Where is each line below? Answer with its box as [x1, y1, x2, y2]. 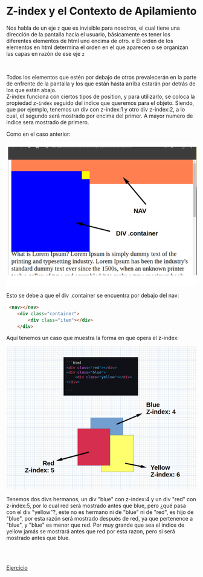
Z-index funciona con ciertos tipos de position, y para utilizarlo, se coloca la [6, 93, 195, 100]
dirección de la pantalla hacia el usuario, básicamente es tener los [6, 30, 171, 38]
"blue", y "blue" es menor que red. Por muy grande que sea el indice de [6, 521, 185, 529]
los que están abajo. [6, 86, 57, 93]
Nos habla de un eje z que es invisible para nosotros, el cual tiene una [6, 24, 180, 32]
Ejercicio [6, 564, 28, 572]
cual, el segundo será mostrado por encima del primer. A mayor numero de [6, 112, 193, 119]
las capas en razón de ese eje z [6, 50, 85, 57]
